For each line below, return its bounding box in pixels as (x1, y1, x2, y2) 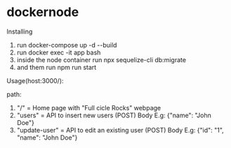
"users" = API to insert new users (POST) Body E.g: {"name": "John (16, 111, 212, 119)
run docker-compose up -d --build (16, 40, 117, 49)
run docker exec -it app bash (16, 48, 101, 57)
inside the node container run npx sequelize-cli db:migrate (16, 55, 187, 64)
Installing (6, 27, 33, 36)
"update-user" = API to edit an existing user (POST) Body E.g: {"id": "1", (16, 126, 224, 134)
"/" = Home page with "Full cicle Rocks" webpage (16, 103, 161, 112)
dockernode (6, 4, 79, 20)
